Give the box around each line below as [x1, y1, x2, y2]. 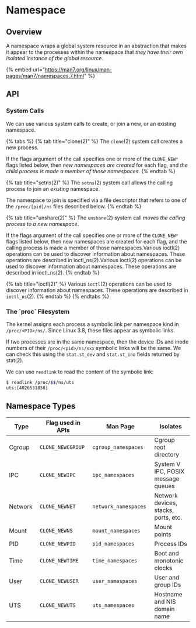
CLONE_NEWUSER [40, 578, 79, 584]
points [154, 530, 171, 538]
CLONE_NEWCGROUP [40, 444, 85, 451]
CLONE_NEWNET [40, 503, 76, 510]
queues [154, 482, 175, 490]
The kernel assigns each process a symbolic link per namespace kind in [6, 320, 179, 328]
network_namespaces [92, 503, 147, 510]
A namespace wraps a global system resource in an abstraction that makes [6, 42, 187, 49]
